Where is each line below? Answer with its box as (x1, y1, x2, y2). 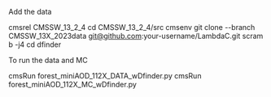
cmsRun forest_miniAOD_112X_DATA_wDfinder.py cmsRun (8, 71, 202, 80)
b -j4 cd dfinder (8, 40, 62, 49)
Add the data (8, 7, 52, 16)
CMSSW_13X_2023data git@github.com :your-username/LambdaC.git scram (8, 32, 264, 40)
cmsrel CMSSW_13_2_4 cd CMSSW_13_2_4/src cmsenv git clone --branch (8, 23, 256, 32)
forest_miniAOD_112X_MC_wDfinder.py (8, 80, 137, 89)
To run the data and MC (8, 56, 88, 65)
